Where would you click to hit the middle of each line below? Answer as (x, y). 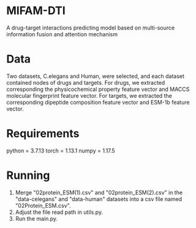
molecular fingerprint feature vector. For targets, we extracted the (89, 95)
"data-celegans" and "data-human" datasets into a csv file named (99, 199)
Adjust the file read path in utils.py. (59, 212)
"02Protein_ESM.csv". (43, 205)
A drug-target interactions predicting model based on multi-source (91, 28)
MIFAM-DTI (36, 11)
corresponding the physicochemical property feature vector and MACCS (98, 89)
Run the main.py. (36, 218)
